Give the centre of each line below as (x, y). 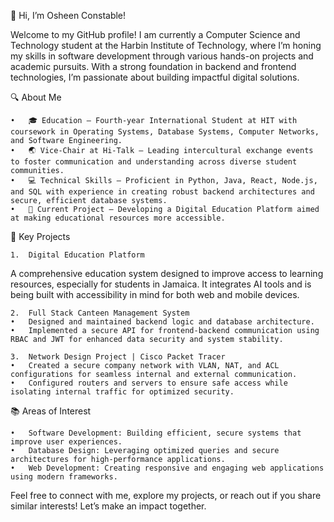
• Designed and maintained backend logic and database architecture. (162, 322)
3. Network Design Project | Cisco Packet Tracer (118, 357)
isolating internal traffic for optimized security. (122, 392)
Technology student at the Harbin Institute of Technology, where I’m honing (166, 45)
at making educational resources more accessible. (118, 218)
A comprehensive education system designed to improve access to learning (167, 273)
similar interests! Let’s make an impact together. (108, 506)
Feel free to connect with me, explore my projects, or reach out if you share (166, 495)
